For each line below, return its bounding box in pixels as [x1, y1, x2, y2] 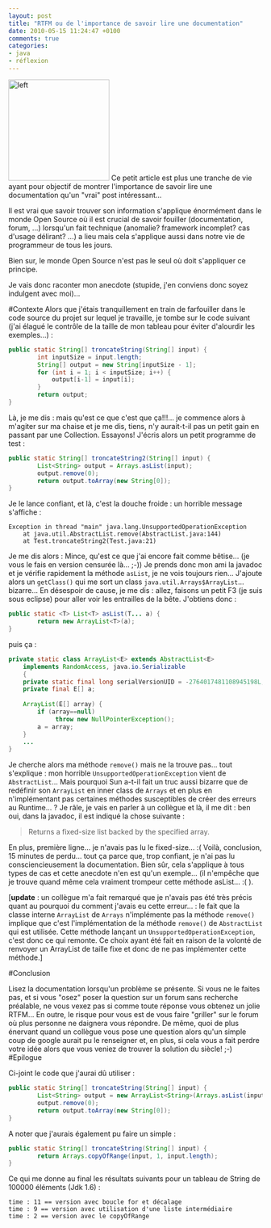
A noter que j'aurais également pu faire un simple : [8, 1129, 176, 1138]
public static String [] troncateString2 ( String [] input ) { [8, 454, 211, 462]
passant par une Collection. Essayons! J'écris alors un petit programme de [8, 430, 256, 439]
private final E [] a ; [23, 685, 95, 693]
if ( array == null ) [37, 708, 95, 716]
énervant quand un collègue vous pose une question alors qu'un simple [8, 1027, 247, 1037]
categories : [8, 42, 48, 50]
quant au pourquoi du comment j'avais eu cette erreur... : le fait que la [8, 902, 240, 911]
